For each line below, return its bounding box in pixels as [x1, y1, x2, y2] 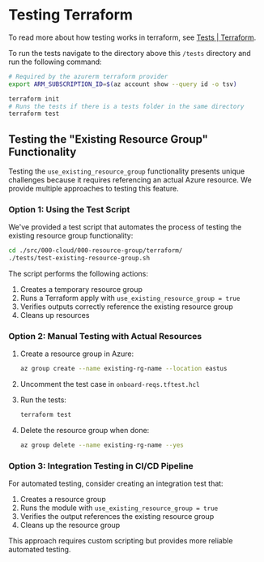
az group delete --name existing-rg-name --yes [19, 441, 184, 449]
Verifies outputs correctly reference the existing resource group [19, 302, 233, 311]
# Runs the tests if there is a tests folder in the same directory [8, 102, 245, 110]
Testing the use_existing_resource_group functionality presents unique [8, 166, 245, 176]
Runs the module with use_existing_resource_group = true [19, 503, 219, 513]
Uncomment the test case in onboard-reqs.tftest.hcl [19, 380, 200, 389]
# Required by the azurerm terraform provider [8, 72, 168, 80]
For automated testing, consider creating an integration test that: [8, 478, 224, 488]
